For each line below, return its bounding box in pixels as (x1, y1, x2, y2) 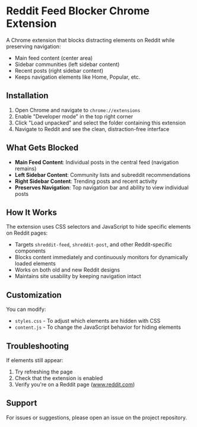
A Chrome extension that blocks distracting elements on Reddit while (6, 36, 175, 43)
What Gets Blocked (6, 143, 79, 153)
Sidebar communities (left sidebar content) (14, 61, 120, 68)
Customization (6, 290, 62, 300)
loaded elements (14, 260, 56, 267)
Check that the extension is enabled (14, 375, 103, 382)
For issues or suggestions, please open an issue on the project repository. (6, 414, 188, 421)
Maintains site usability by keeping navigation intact (14, 273, 141, 280)
